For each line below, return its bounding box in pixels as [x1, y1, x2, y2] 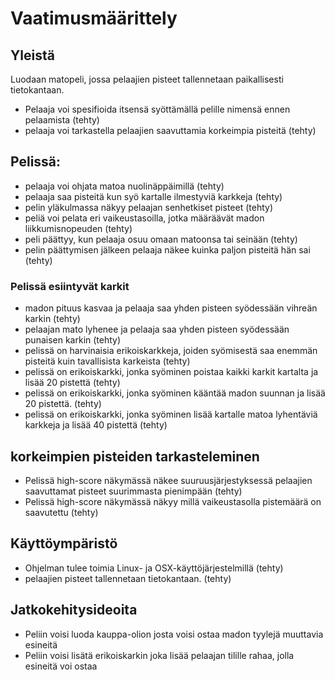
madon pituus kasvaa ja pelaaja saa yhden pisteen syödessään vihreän [24, 302, 318, 314]
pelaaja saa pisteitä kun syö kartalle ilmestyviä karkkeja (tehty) [24, 190, 283, 202]
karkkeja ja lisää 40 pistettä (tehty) [24, 419, 168, 431]
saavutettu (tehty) [24, 506, 99, 518]
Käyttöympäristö [10, 535, 118, 552]
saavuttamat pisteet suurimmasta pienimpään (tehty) [24, 485, 243, 497]
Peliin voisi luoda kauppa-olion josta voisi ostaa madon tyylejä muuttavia [24, 628, 324, 640]
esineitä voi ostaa [24, 660, 98, 672]
